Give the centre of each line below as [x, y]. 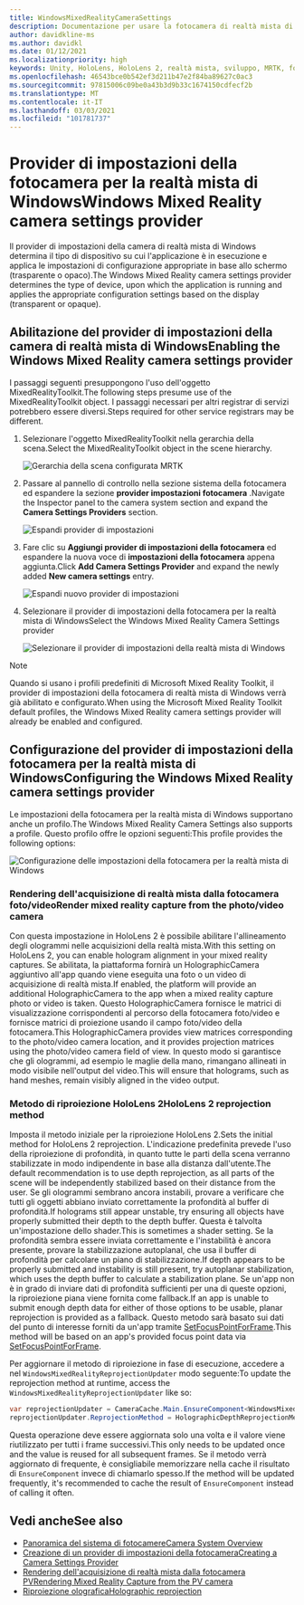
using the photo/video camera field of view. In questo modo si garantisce [146, 1051]
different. [26, 421]
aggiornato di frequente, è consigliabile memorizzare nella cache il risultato [150, 1464]
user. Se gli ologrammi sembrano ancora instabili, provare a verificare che [147, 1192]
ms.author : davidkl [46, 43]
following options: [43, 843]
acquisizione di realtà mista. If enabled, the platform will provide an [133, 984]
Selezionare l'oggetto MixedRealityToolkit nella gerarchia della [138, 438]
